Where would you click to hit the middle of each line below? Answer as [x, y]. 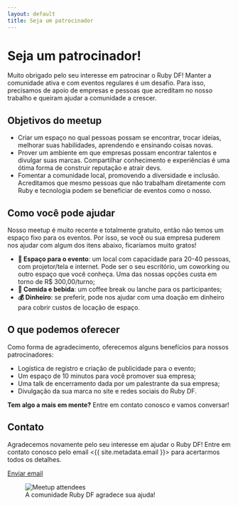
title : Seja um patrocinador [50, 21]
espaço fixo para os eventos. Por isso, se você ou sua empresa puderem [114, 238]
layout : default [31, 14]
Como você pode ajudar [61, 213]
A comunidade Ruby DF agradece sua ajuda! [90, 495]
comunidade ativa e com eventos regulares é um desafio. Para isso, [107, 83]
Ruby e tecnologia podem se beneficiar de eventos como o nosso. [114, 191]
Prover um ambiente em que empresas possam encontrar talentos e [117, 153]
